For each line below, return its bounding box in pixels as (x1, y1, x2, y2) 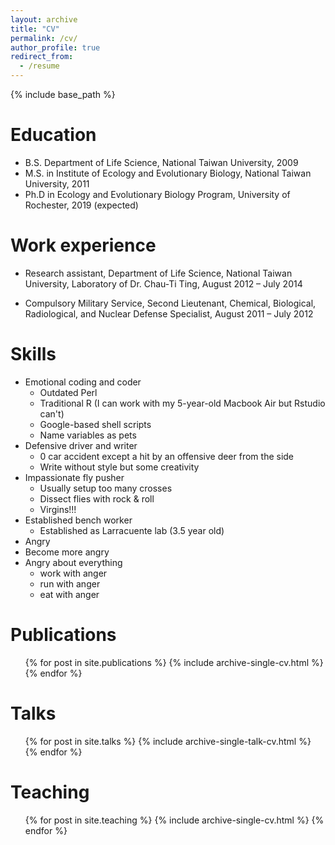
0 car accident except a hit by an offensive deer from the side (39, 450, 295, 462)
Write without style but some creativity (39, 461, 200, 473)
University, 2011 (24, 177, 90, 190)
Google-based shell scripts (39, 418, 152, 430)
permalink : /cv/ (10, 33, 78, 43)
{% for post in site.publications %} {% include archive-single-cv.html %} (24, 656, 324, 668)
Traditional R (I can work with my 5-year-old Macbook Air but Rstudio (39, 397, 326, 409)
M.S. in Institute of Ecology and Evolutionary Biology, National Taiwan (24, 167, 312, 179)
